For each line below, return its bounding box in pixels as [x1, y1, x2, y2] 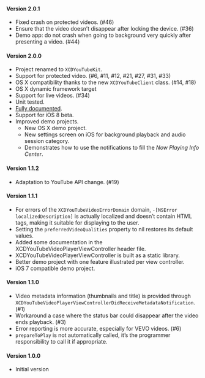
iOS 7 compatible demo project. [15, 264, 95, 272]
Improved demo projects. [15, 118, 79, 125]
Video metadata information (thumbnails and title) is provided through [15, 292, 192, 300]
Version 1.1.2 [6, 164, 39, 172]
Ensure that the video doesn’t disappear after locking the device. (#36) [15, 25, 194, 33]
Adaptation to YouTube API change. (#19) [15, 178, 119, 185]
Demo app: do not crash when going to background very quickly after [15, 31, 192, 39]
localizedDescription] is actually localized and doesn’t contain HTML [15, 212, 193, 220]
